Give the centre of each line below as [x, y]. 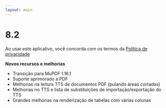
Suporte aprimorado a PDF [40, 79]
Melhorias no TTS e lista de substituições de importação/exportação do [87, 89]
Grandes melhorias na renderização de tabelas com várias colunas [82, 100]
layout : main [19, 10]
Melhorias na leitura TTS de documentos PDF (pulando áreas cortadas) [86, 84]
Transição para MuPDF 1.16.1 [42, 73]
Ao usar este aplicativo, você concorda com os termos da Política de [76, 49]
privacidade [18, 54]
